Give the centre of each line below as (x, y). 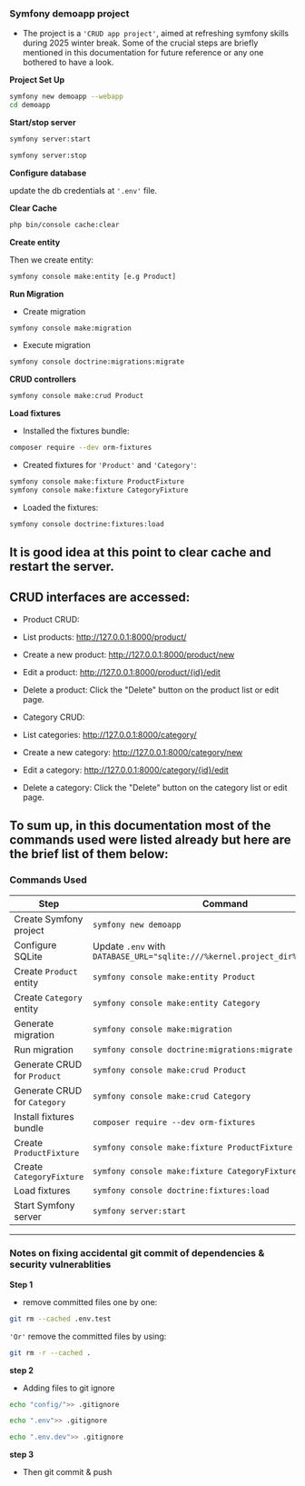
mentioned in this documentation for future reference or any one (143, 53)
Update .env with (129, 946)
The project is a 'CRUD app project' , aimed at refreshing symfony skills (155, 34)
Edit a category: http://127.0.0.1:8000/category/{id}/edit (125, 770)
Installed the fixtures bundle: (76, 431)
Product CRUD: (51, 619)
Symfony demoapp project (69, 14)
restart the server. (62, 567)
